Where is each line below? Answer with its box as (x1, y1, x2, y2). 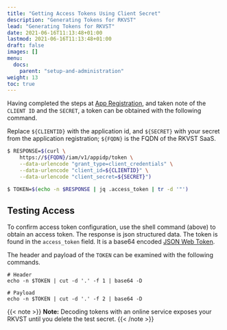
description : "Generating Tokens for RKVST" (7, 16, 136, 23)
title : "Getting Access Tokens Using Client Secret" (7, 10, 161, 17)
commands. (7, 258, 41, 267)
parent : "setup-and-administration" (19, 67, 125, 74)
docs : (13, 61, 29, 68)
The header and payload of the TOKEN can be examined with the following (7, 251, 214, 259)
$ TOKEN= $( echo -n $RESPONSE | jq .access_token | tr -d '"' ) (7, 186, 189, 192)
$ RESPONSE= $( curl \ (7, 148, 67, 155)
